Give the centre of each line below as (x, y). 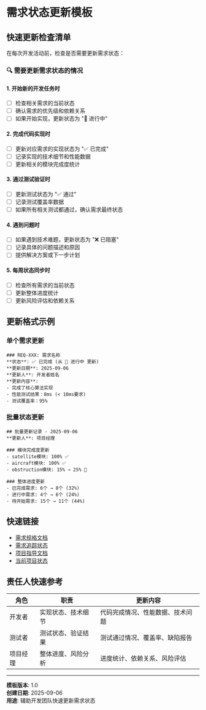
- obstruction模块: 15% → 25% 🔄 (47, 470)
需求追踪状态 (31, 545)
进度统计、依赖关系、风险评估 (143, 658)
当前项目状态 (31, 561)
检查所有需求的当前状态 (45, 285)
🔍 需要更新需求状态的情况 (45, 70)
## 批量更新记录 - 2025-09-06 (42, 432)
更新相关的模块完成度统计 (48, 164)
